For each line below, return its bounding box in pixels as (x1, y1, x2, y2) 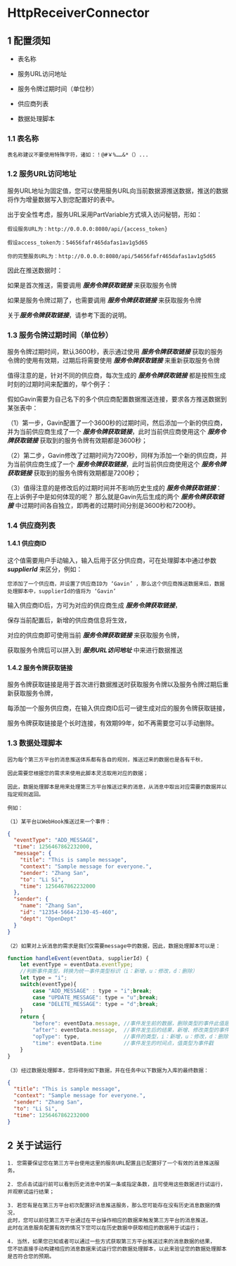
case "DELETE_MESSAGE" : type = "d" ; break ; (32, 1000, 159, 1007)
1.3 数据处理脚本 (7, 738, 63, 748)
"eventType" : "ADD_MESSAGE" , (13, 837, 99, 844)
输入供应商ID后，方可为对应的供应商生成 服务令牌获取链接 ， (7, 601, 181, 610)
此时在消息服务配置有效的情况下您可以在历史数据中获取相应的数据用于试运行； (7, 1225, 201, 1232)
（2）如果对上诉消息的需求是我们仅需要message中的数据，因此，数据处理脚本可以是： (7, 942, 221, 949)
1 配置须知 (7, 34, 51, 46)
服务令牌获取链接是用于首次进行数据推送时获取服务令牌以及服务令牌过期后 (7, 680, 223, 689)
